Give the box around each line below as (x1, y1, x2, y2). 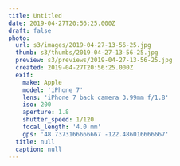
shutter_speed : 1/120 (22, 116, 94, 124)
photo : (8, 34, 30, 42)
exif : (15, 71, 34, 79)
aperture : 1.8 (22, 109, 69, 117)
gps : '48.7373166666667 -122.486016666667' (22, 130, 170, 138)
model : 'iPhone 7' (22, 85, 84, 94)
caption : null (15, 145, 62, 153)
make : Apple (22, 78, 62, 86)
